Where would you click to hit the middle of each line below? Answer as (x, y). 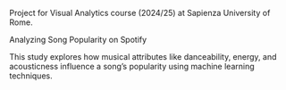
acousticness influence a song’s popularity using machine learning (132, 66)
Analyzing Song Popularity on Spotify (78, 40)
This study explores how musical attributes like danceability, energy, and (143, 57)
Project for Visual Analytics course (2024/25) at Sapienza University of (140, 13)
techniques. (31, 76)
